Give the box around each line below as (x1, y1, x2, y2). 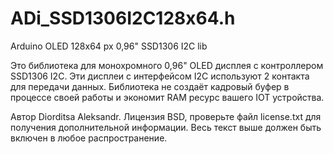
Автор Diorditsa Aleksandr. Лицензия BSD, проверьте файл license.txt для (10, 110, 322, 122)
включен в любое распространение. (10, 132, 168, 144)
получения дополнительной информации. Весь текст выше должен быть (10, 121, 322, 133)
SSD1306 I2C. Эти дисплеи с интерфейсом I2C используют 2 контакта (10, 70, 310, 82)
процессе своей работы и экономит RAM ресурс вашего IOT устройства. (10, 91, 325, 103)
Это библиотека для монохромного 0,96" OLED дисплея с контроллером (10, 59, 324, 71)
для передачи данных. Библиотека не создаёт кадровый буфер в (10, 80, 290, 92)
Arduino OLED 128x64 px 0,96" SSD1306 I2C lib (10, 40, 208, 52)
